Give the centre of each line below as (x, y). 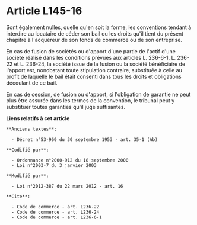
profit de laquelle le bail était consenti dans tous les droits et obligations (94, 76)
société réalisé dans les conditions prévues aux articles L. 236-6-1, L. (91, 57)
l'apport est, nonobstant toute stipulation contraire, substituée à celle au (94, 70)
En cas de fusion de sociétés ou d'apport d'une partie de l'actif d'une (91, 51)
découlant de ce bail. (32, 83)
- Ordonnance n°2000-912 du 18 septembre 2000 (70, 160)
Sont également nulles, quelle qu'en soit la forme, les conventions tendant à (99, 27)
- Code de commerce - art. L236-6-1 (57, 217)
